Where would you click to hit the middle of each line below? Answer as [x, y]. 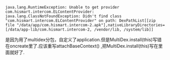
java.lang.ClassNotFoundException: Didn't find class [64, 16]
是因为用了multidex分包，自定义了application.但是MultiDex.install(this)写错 [83, 40]
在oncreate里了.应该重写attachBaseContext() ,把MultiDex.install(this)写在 [82, 46]
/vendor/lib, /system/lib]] [124, 29]
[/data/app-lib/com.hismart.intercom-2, [49, 29]
